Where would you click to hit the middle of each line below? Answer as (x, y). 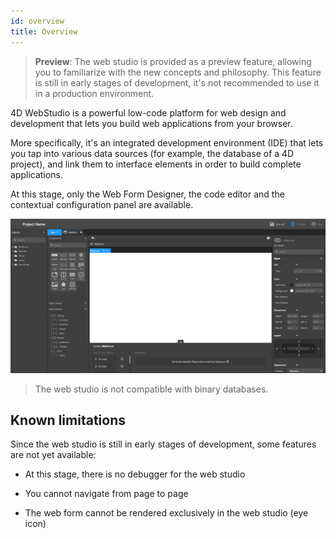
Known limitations (68, 420)
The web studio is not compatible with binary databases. (151, 389)
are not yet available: (53, 455)
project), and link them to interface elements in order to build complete (156, 164)
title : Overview (44, 31)
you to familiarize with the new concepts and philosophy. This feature (178, 72)
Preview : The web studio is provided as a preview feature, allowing (173, 61)
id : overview (37, 21)
